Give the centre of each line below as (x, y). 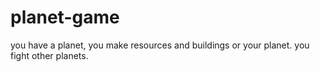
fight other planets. (49, 55)
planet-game (65, 17)
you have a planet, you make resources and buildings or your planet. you (160, 45)
